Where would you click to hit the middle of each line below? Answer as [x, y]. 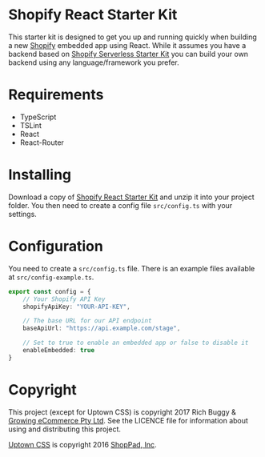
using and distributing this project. [65, 429]
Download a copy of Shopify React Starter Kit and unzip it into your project [131, 197]
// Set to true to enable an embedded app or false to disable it [136, 343]
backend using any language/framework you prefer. [94, 62]
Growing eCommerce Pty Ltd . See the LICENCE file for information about [128, 420]
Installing [40, 175]
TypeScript [38, 117]
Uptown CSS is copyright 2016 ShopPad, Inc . [83, 444]
